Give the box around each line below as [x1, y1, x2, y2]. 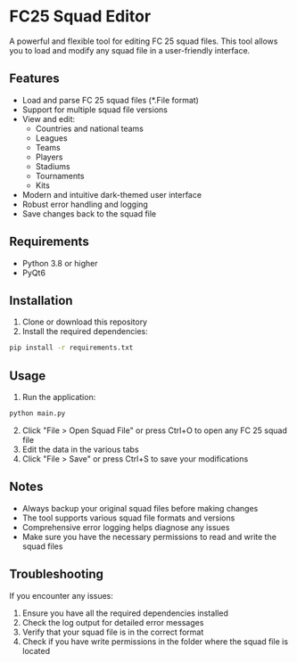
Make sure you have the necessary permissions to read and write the [21, 531, 276, 542]
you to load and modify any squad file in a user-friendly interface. [9, 45, 251, 55]
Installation [9, 292, 73, 308]
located [21, 645, 51, 656]
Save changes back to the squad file [21, 208, 157, 219]
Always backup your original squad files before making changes [21, 503, 259, 513]
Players [35, 151, 63, 162]
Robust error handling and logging [21, 199, 149, 209]
